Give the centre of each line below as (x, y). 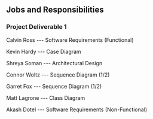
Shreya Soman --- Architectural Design (54, 63)
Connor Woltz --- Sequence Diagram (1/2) (58, 75)
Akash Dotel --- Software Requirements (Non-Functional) (77, 109)
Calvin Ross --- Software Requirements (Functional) (70, 40)
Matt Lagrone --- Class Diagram (46, 97)
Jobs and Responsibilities (55, 10)
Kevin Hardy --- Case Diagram (44, 51)
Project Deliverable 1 (36, 27)
